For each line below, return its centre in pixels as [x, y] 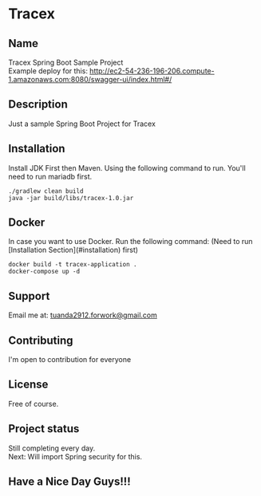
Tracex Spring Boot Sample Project [66, 62]
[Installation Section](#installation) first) [73, 250]
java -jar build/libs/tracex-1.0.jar [71, 198]
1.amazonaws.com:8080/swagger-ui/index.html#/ [90, 79]
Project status [44, 429]
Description [38, 104]
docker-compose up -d [44, 272]
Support [29, 296]
